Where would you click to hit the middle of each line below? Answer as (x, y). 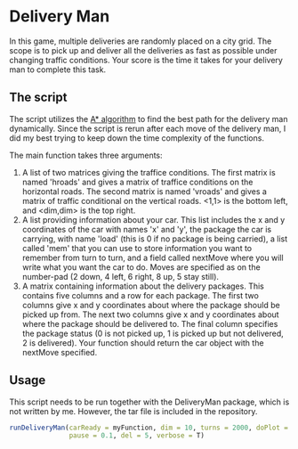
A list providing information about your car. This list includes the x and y (153, 219)
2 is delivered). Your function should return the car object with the (143, 343)
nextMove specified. (60, 352)
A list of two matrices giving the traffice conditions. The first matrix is (149, 172)
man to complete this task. (58, 69)
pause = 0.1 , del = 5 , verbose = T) (137, 436)
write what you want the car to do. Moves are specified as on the (141, 267)
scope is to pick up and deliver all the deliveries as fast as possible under (143, 50)
